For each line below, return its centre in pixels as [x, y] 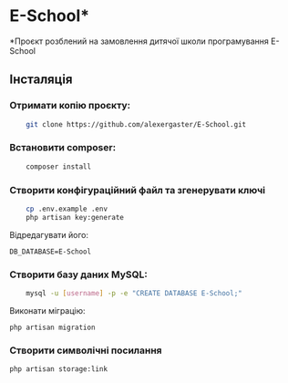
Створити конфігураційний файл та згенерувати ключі [138, 190]
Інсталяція [41, 80]
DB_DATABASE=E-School [51, 252]
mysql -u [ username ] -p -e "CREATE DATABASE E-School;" [134, 294]
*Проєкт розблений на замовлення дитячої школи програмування [139, 41]
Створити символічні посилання [86, 350]
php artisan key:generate [75, 217]
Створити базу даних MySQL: [78, 274]
